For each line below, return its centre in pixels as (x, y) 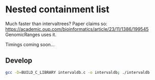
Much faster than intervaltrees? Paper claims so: (56, 24)
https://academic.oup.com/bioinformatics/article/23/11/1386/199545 (77, 29)
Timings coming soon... (30, 44)
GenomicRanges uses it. (31, 34)
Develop (19, 61)
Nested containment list (58, 9)
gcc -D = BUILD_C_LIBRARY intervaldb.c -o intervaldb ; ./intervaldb (77, 72)
